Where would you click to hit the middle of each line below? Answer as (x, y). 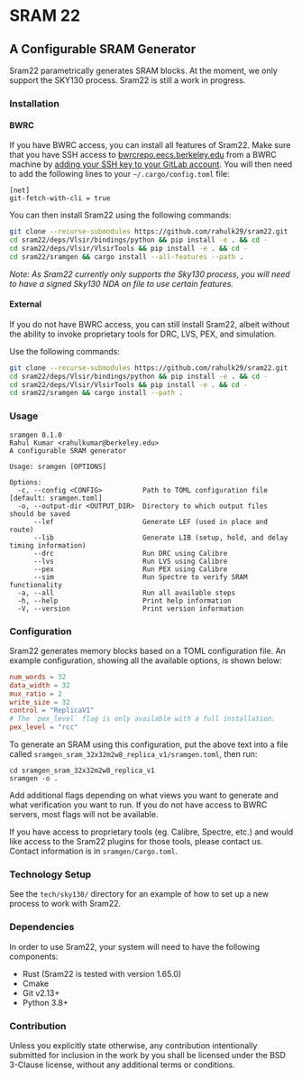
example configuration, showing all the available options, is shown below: (146, 660)
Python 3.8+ (46, 1002)
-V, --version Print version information (131, 609)
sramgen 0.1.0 (36, 435)
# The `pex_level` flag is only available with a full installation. (143, 719)
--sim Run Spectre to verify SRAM (140, 577)
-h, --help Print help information (124, 601)
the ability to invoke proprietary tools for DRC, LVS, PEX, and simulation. (143, 334)
